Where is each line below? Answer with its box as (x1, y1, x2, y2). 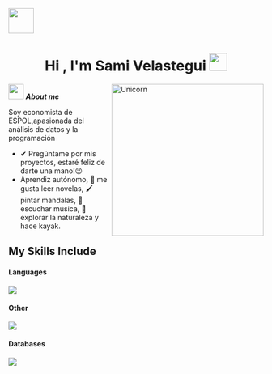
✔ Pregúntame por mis (19, 148, 96, 158)
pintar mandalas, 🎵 (19, 195, 83, 205)
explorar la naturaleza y (19, 212, 100, 222)
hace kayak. (19, 221, 61, 231)
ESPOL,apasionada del (8, 116, 85, 125)
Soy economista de (8, 107, 73, 117)
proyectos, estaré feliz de (19, 157, 105, 167)
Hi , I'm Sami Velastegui (44, 57, 206, 75)
